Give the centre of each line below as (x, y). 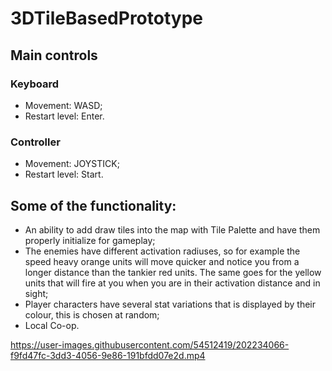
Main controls (54, 55)
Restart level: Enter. (64, 116)
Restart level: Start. (64, 174)
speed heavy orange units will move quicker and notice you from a (162, 261)
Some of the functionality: (93, 205)
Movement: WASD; (63, 105)
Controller (35, 142)
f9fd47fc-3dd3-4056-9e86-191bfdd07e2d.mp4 (108, 355)
